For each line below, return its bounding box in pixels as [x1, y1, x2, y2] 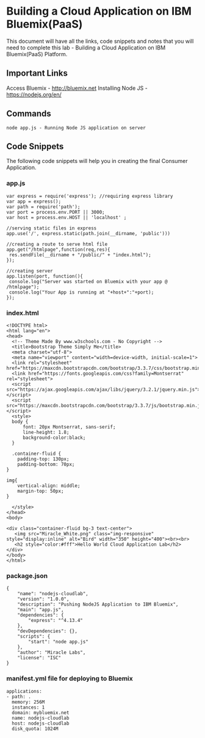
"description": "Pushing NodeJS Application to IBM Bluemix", [17, 601, 179, 608]
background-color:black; [22, 435, 86, 441]
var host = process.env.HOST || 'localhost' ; [6, 214, 127, 220]
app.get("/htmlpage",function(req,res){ [6, 246, 111, 253]
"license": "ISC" [17, 655, 62, 661]
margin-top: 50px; [17, 488, 64, 494]
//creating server [6, 267, 53, 274]
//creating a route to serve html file [6, 241, 108, 247]
